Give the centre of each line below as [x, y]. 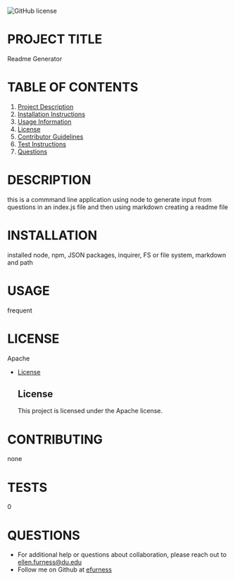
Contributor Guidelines [50, 137]
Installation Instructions [51, 114]
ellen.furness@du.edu [50, 562]
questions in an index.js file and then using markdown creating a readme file [118, 207]
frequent [20, 310]
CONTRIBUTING [55, 439]
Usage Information [44, 121]
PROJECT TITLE [55, 39]
